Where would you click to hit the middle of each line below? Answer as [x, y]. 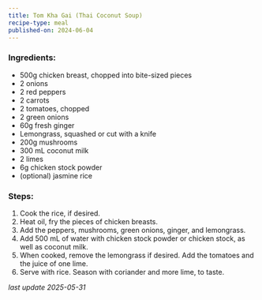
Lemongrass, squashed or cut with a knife [88, 133]
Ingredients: [32, 58]
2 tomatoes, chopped [54, 108]
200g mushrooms [49, 142]
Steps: [21, 196]
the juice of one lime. [54, 263]
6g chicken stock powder [61, 167]
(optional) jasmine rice [56, 175]
